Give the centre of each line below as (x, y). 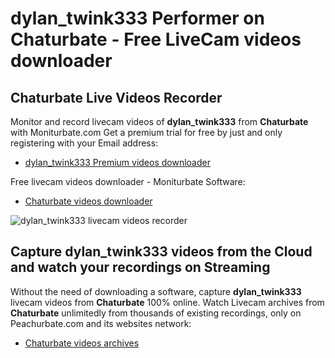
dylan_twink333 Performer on (137, 18)
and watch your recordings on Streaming (140, 267)
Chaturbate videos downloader (88, 201)
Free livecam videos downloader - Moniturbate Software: (128, 181)
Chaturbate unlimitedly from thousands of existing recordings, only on (156, 313)
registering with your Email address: (84, 143)
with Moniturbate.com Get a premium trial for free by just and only (146, 132)
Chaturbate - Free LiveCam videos (156, 39)
